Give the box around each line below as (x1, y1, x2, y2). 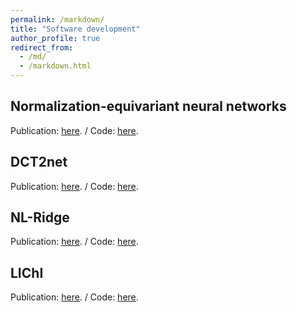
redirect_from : (10, 42, 74, 53)
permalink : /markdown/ (10, 14, 105, 25)
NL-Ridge (10, 209, 70, 226)
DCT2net (10, 154, 68, 171)
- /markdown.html (19, 61, 92, 71)
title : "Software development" (10, 24, 141, 34)
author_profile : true (10, 33, 101, 43)
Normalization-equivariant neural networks (10, 98, 287, 115)
